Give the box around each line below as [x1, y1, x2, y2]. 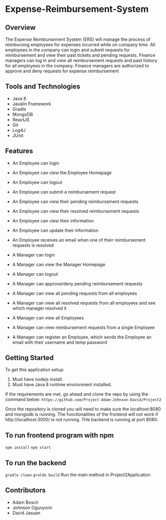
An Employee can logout [12, 179, 63, 185]
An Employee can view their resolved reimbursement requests [12, 208, 140, 214]
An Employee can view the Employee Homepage [12, 170, 112, 176]
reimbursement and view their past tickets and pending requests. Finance [5, 52, 156, 58]
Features [5, 147, 33, 155]
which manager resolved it [12, 305, 67, 311]
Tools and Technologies [5, 82, 81, 91]
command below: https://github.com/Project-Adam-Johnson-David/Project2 [5, 396, 162, 402]
